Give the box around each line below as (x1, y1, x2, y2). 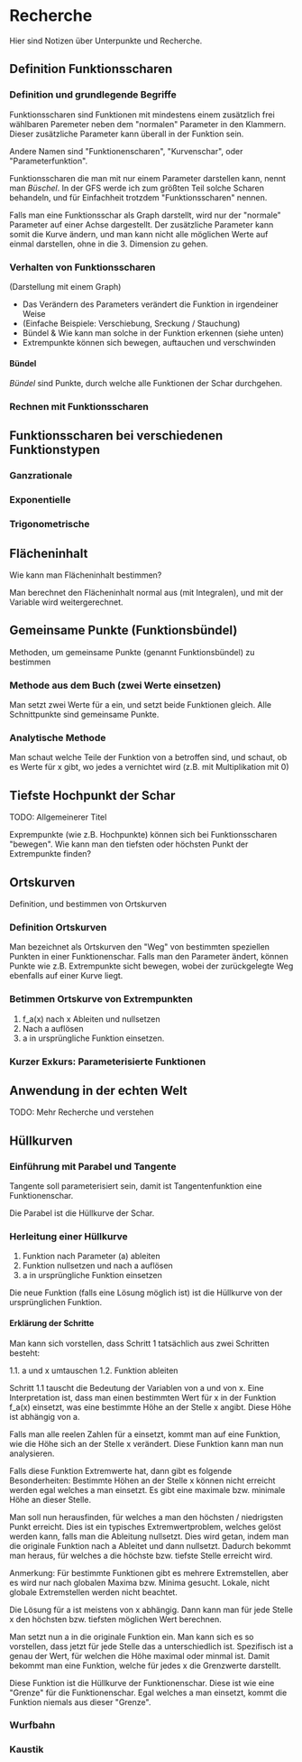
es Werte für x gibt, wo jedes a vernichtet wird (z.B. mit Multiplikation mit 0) (9, 762, 290, 773)
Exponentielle (9, 494, 71, 506)
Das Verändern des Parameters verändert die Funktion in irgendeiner (22, 299, 279, 310)
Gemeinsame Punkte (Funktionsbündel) (9, 623, 238, 638)
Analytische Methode (9, 732, 106, 745)
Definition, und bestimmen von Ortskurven (9, 899, 167, 910)
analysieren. (9, 1448, 55, 1459)
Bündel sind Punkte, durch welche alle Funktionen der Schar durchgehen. (9, 378, 282, 389)
